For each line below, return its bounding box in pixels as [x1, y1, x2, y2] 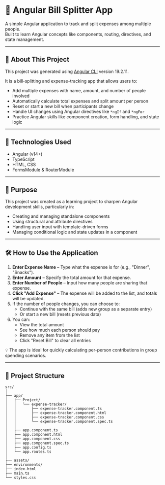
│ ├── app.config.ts [5, 445, 52, 450]
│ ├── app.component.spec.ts [5, 441, 69, 446]
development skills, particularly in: [5, 204, 75, 210]
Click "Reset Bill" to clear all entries [19, 338, 91, 344]
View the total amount [19, 322, 64, 328]
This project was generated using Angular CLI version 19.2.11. [5, 69, 129, 74]
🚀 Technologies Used [5, 138, 71, 146]
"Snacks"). [12, 270, 34, 276]
